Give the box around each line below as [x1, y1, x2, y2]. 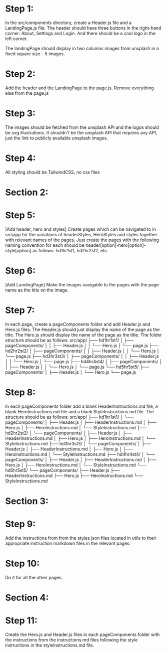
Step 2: [5, 68, 36, 80]
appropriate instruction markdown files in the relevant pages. [5, 540, 131, 546]
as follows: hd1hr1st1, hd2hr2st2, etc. [32, 247, 108, 253]
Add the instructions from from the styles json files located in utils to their [5, 535, 156, 541]
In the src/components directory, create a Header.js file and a [5, 20, 131, 26]
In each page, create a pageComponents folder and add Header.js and [5, 321, 151, 327]
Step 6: [5, 265, 36, 276]
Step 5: [5, 210, 36, 221]
